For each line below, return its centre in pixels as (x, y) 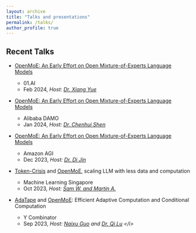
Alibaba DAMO (41, 118)
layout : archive (26, 11)
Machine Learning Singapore (58, 183)
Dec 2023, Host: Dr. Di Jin (55, 160)
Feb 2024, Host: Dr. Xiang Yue (60, 90)
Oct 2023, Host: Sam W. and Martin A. (69, 189)
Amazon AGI (38, 153)
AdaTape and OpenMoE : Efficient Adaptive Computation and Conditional (102, 200)
